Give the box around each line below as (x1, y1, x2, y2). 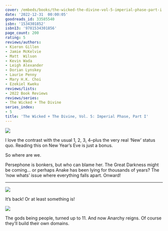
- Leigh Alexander (5, 63, 43, 68)
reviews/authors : (5, 40, 41, 45)
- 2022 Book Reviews (5, 91, 48, 96)
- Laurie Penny (5, 72, 37, 77)
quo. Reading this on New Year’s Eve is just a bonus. (5, 142, 113, 148)
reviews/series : (5, 95, 39, 100)
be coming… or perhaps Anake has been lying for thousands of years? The (5, 167, 159, 173)
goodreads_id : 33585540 (5, 16, 55, 21)
